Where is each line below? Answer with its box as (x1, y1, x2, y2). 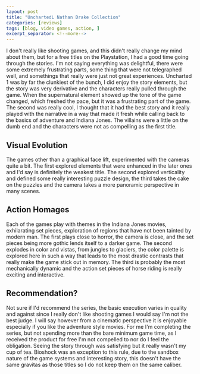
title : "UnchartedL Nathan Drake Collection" (6, 14, 121, 20)
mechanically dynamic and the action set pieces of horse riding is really (6, 265, 182, 272)
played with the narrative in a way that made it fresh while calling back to (6, 111, 185, 118)
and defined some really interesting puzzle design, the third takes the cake (6, 175, 189, 182)
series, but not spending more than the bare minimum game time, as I (6, 329, 177, 337)
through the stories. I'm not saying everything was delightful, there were (6, 60, 183, 67)
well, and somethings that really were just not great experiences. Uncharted (6, 73, 192, 80)
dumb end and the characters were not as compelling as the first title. (6, 123, 177, 130)
